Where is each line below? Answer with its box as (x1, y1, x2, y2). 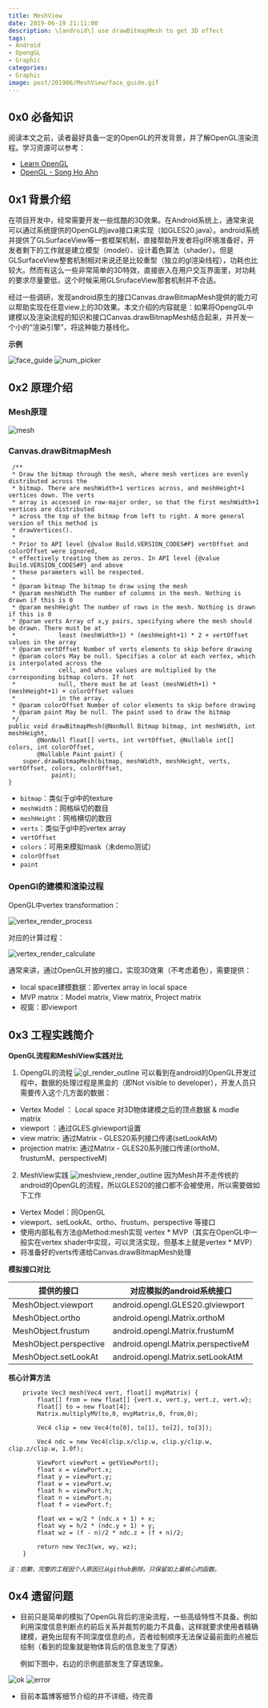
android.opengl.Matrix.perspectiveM (112, 1338, 250, 1350)
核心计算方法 (8, 1373, 50, 1382)
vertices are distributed (8, 506, 94, 514)
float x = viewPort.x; (37, 1466, 113, 1474)
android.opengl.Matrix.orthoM (112, 1313, 226, 1324)
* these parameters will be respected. (11, 569, 146, 577)
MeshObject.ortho (12, 1313, 81, 1324)
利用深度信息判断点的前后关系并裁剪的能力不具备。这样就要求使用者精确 (19, 1622, 258, 1632)
